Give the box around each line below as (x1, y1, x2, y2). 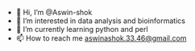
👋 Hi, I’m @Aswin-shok (15, 8, 93, 17)
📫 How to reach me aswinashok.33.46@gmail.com (15, 33, 187, 43)
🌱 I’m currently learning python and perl (15, 25, 148, 33)
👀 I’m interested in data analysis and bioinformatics (15, 16, 185, 25)
